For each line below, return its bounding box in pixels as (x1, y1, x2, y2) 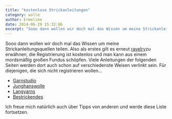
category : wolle (5, 12, 40, 17)
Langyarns (12, 88, 36, 94)
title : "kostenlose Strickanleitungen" (5, 7, 91, 13)
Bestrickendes (12, 94, 44, 100)
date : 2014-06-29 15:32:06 (5, 21, 63, 27)
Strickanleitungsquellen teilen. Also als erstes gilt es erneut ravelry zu (5, 46, 151, 52)
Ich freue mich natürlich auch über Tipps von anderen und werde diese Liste (5, 104, 167, 110)
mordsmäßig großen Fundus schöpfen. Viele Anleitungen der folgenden (5, 57, 157, 63)
